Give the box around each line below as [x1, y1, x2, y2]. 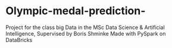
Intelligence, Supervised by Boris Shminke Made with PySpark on [5, 30, 166, 37]
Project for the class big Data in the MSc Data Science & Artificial [5, 24, 165, 31]
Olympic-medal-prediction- [5, 4, 146, 18]
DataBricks [5, 36, 33, 43]
